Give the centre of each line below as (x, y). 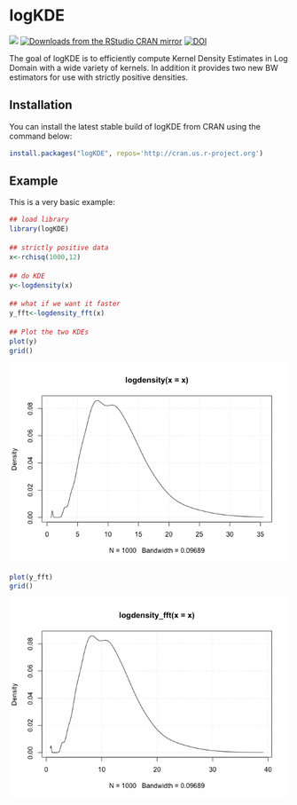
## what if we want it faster (65, 304)
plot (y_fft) (31, 577)
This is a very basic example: (62, 202)
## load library (39, 220)
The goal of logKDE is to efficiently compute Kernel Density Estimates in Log (148, 58)
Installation (41, 105)
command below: (41, 136)
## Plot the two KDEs (49, 332)
